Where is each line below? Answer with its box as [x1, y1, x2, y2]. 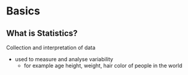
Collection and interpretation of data [6, 44, 96, 51]
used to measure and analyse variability [14, 56, 114, 62]
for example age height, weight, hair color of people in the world [23, 62, 183, 69]
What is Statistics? [6, 28, 78, 38]
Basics [6, 4, 41, 18]
